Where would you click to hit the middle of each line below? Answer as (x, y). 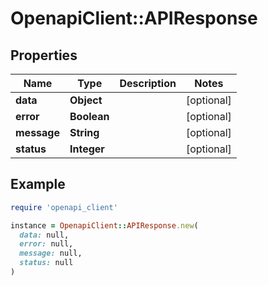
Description (148, 83)
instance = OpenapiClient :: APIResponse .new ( (104, 225)
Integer (87, 149)
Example (38, 184)
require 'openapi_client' (64, 207)
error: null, (46, 244)
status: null (46, 263)
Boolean (89, 116)
